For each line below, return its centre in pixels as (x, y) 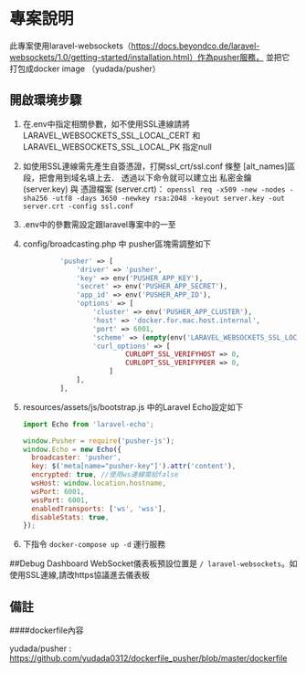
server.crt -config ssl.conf (78, 206)
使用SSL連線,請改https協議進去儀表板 (80, 575)
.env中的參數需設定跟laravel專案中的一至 (99, 224)
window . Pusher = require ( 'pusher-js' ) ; (99, 441)
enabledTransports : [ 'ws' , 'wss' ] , (99, 509)
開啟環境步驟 (46, 100)
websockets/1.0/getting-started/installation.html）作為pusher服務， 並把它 (150, 57)
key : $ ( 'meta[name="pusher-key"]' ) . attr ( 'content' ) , (134, 467)
